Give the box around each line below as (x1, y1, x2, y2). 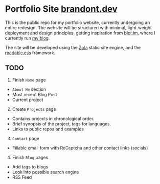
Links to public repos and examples (12, 126, 84, 132)
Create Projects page (12, 106, 56, 112)
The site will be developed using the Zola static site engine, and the (5, 44, 141, 50)
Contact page (12, 135, 40, 141)
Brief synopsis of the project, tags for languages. (12, 121, 111, 126)
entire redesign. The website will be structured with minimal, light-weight (5, 24, 152, 30)
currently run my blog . (5, 35, 50, 41)
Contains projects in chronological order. (12, 116, 94, 122)
